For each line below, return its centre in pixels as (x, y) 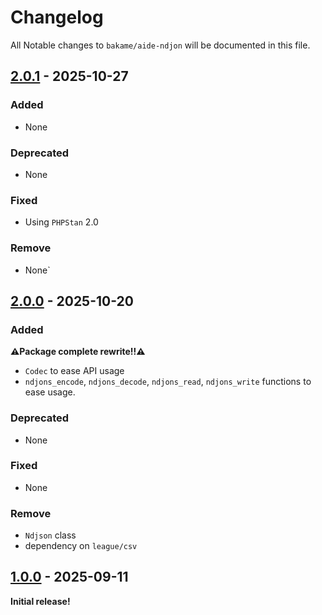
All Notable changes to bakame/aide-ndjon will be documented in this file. (160, 45)
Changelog (57, 17)
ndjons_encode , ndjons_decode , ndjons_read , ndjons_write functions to (168, 382)
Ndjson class (50, 535)
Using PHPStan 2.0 (61, 222)
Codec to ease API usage (74, 371)
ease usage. (50, 392)
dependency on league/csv (81, 546)
